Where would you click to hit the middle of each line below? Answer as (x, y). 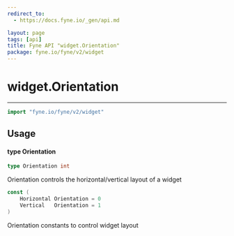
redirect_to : (26, 14)
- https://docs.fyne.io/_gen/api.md (67, 20)
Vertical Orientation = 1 (60, 206)
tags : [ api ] (24, 39)
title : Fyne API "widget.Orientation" (63, 46)
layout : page (26, 33)
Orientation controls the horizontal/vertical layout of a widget (95, 179)
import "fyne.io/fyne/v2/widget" (56, 112)
